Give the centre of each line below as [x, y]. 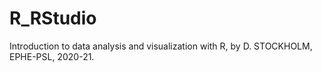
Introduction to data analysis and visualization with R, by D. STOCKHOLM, [161, 46]
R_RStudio [53, 18]
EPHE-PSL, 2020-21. [52, 56]
